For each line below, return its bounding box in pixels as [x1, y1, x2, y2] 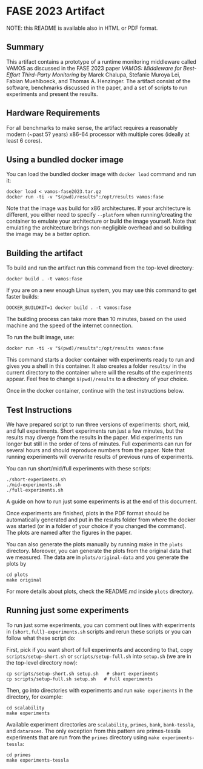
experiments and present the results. [6, 90, 98, 98]
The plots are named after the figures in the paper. [6, 529, 132, 536]
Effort [6, 71, 21, 78]
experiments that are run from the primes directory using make [6, 733, 159, 741]
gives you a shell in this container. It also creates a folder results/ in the [6, 362, 187, 370]
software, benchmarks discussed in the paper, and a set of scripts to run [6, 84, 188, 91]
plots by [6, 560, 27, 567]
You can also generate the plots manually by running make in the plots [6, 541, 183, 547]
